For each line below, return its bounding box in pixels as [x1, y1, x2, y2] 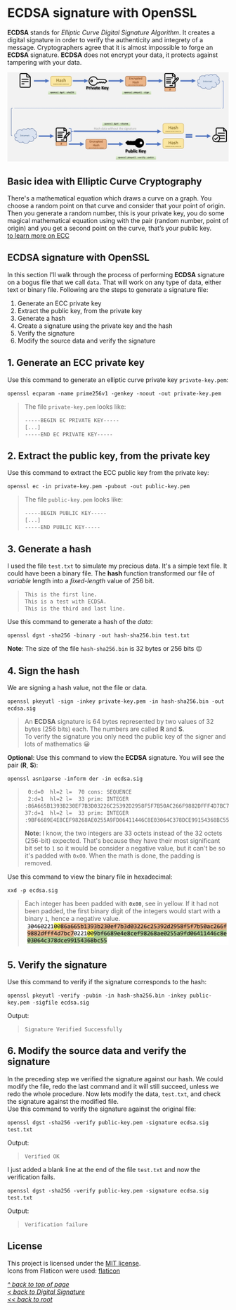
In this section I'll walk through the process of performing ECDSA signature [7, 270, 225, 279]
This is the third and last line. [24, 605, 126, 613]
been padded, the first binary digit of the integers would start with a [24, 907, 221, 915]
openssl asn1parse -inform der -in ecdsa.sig [7, 775, 143, 782]
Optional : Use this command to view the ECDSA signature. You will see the [7, 753, 225, 762]
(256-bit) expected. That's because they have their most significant [24, 837, 221, 845]
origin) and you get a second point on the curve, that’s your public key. [7, 224, 212, 233]
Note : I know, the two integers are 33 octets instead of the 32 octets [24, 829, 223, 838]
